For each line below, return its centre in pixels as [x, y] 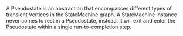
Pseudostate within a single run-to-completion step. [69, 27]
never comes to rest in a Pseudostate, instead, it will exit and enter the [91, 21]
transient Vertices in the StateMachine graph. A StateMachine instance [91, 15]
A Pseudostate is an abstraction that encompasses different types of [89, 8]
